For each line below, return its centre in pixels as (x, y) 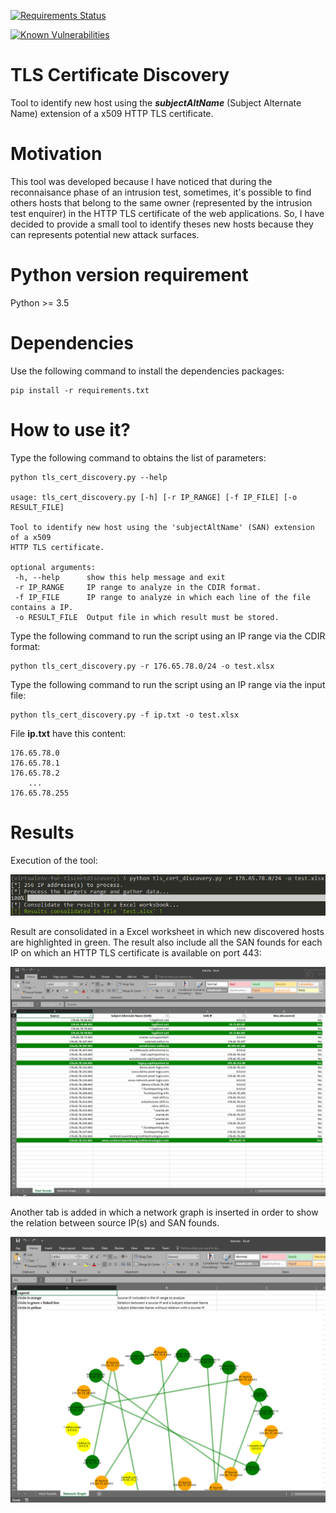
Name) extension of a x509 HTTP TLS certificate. (112, 113)
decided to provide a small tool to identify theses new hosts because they (162, 224)
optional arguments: (53, 567)
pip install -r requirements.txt (80, 390)
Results (42, 832)
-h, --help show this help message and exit (120, 577)
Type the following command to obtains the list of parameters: (138, 457)
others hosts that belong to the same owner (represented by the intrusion (161, 202)
